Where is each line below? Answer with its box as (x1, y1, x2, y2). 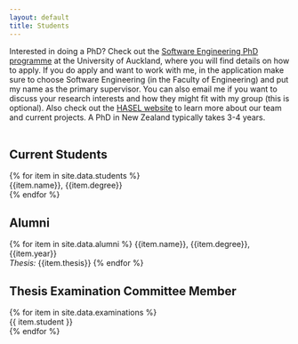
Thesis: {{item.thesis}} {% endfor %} (9, 258, 144, 268)
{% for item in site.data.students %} (9, 171, 141, 181)
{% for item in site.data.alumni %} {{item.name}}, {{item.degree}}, (9, 239, 251, 250)
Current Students (9, 147, 109, 162)
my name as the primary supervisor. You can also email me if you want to (9, 84, 278, 94)
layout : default (9, 12, 69, 22)
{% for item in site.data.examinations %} (9, 307, 157, 317)
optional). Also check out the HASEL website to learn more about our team (9, 102, 282, 113)
